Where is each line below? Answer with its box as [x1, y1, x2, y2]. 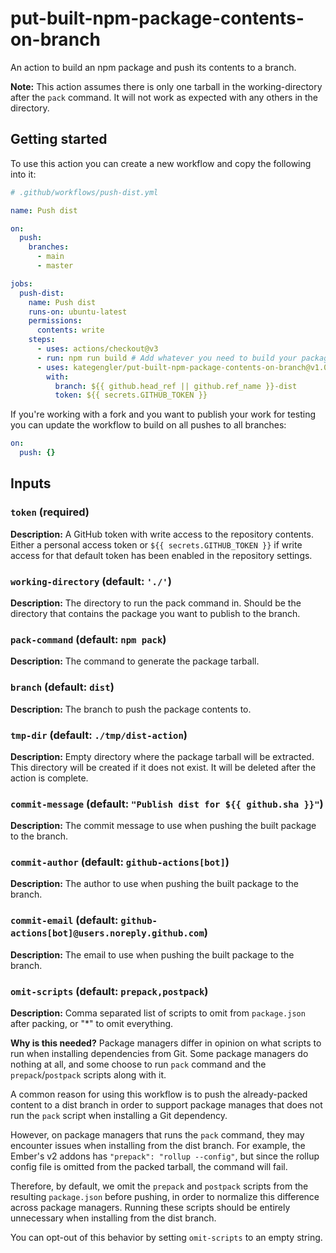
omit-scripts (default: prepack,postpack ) [10, 984, 209, 998]
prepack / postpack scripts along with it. [10, 1069, 167, 1081]
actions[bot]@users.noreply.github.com [10, 928, 205, 939]
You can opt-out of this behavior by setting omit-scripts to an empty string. [10, 1232, 323, 1244]
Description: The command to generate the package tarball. [10, 655, 260, 667]
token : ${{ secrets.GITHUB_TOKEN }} [54, 390, 208, 401]
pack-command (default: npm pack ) [10, 632, 167, 646]
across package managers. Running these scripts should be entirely [10, 1202, 291, 1214]
